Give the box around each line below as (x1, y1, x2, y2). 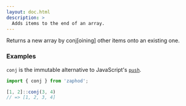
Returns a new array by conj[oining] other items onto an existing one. (6, 37, 180, 44)
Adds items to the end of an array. (12, 20, 105, 26)
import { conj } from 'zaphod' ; (6, 77, 88, 84)
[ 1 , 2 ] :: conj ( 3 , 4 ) (6, 89, 56, 95)
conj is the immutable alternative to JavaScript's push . (6, 66, 141, 73)
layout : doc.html (6, 9, 51, 15)
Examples (6, 52, 37, 61)
